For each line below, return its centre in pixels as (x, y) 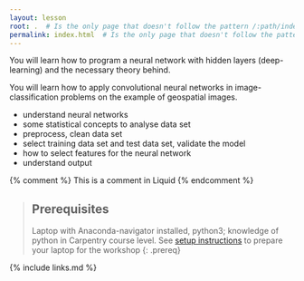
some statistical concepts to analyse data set (107, 124)
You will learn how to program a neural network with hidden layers (133, 61)
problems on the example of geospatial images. (149, 97)
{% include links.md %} (53, 267)
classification (34, 97)
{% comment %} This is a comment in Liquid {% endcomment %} (132, 180)
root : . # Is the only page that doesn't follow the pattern (129, 26)
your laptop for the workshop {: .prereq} (106, 250)
